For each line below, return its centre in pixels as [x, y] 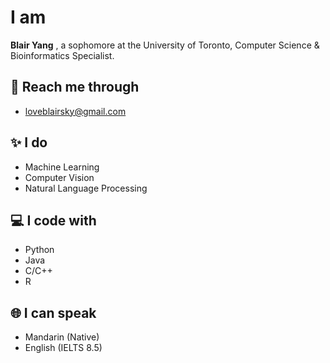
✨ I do [29, 142]
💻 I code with [53, 220]
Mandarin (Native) [62, 337]
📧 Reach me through [75, 87]
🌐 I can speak [53, 312]
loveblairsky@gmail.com [75, 111]
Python [39, 250]
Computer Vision [59, 177]
